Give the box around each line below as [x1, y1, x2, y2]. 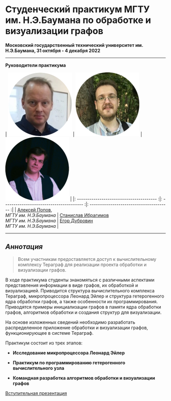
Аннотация [5, 243, 43, 251]
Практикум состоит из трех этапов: [5, 340, 83, 346]
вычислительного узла [12, 365, 65, 371]
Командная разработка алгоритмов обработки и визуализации [12, 375, 155, 381]
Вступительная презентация [5, 390, 67, 396]
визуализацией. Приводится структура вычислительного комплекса [5, 287, 155, 293]
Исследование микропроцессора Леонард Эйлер [12, 350, 125, 356]
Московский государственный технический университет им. [5, 42, 144, 48]
